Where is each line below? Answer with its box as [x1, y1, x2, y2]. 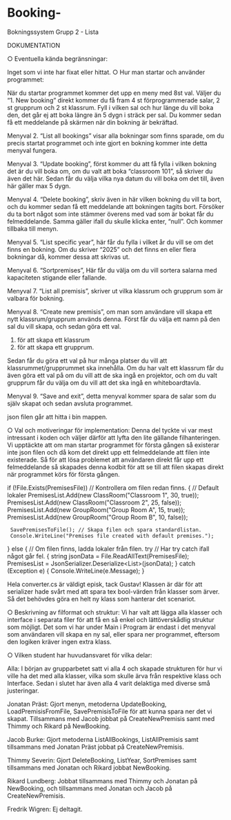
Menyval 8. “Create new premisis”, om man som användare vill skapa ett [7, 307, 212, 316]
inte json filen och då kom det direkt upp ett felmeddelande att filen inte [7, 448, 210, 456]
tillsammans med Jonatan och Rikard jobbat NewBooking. [7, 763, 171, 772]
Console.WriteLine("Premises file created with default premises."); [10, 532, 214, 539]
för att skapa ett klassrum [17, 336, 90, 344]
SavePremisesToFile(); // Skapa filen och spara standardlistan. [10, 526, 202, 534]
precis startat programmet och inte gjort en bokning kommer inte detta [7, 138, 208, 147]
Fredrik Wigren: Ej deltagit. [7, 805, 83, 813]
